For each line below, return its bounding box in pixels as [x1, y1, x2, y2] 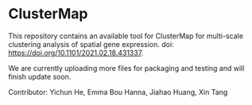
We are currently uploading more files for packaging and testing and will [8, 63, 245, 72]
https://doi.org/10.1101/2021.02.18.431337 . [8, 48, 144, 57]
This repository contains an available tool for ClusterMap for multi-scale [8, 31, 244, 41]
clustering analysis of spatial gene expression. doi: [8, 39, 174, 49]
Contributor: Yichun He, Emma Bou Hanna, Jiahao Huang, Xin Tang [8, 87, 228, 96]
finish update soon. [8, 72, 72, 81]
